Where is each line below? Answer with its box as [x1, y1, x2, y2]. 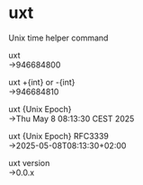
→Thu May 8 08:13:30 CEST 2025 [8, 113, 135, 124]
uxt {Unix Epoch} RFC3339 [8, 130, 110, 141]
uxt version [8, 157, 50, 168]
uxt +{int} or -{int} [8, 76, 76, 87]
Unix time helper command [8, 32, 109, 43]
